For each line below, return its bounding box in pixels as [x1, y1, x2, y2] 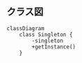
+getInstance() [32, 43, 76, 50]
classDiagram [6, 24, 45, 32]
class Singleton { [19, 31, 73, 38]
